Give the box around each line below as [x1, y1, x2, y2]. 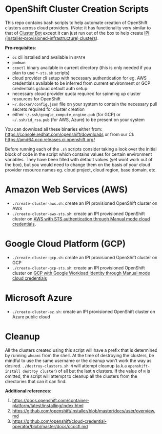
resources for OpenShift [12, 96, 61, 101]
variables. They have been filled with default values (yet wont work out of [5, 156, 153, 162]
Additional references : [5, 388, 52, 394]
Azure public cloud [12, 313, 50, 319]
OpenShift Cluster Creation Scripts [5, 3, 149, 15]
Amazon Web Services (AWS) [5, 184, 128, 195]
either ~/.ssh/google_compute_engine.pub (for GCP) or [12, 111, 121, 117]
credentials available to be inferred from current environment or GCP [12, 80, 151, 86]
